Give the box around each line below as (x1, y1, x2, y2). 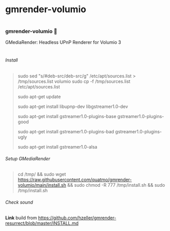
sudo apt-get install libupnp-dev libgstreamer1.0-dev (17, 103, 128, 110)
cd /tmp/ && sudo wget (17, 171, 66, 178)
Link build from (5, 215, 37, 221)
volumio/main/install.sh (17, 182, 66, 188)
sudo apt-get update (17, 94, 61, 100)
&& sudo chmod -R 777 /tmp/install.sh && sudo (67, 182, 165, 188)
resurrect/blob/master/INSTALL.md (5, 220, 79, 226)
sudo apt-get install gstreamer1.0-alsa (17, 144, 97, 150)
